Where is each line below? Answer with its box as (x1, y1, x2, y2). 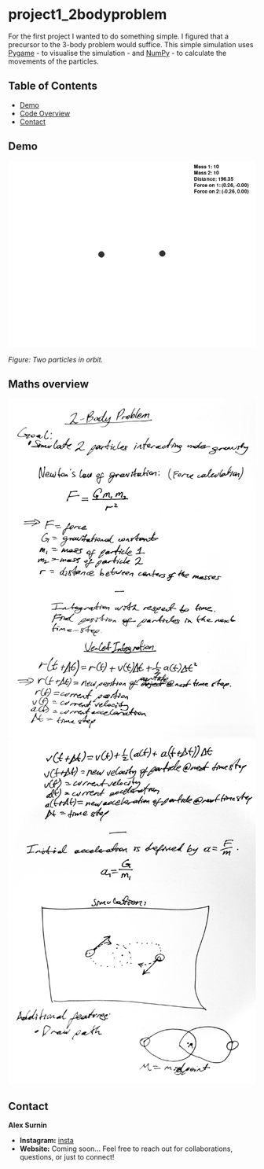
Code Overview (19, 108, 71, 118)
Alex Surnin (8, 1120, 47, 1130)
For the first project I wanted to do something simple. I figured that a (8, 31, 229, 41)
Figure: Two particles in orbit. (8, 355, 104, 364)
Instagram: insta (19, 1136, 75, 1145)
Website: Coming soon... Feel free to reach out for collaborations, (19, 1144, 233, 1153)
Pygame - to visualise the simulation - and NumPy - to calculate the (8, 48, 227, 57)
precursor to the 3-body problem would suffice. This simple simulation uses (8, 39, 254, 49)
